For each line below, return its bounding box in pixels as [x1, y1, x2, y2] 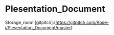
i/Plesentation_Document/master [5, 24, 71, 30]
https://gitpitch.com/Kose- [55, 19, 109, 25]
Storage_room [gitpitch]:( [5, 19, 56, 25]
